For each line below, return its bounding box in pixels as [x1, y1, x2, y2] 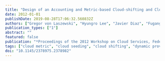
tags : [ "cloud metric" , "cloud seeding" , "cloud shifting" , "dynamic [5, 44, 151, 49]
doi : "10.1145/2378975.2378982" [5, 48, 71, 53]
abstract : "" [5, 30, 32, 35]
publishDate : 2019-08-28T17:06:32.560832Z [5, 16, 93, 21]
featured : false [5, 35, 38, 40]
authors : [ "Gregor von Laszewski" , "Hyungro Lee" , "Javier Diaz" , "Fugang [5, 21, 162, 26]
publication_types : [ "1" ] [5, 26, 58, 30]
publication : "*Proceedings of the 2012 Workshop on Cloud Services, [5, 39, 151, 44]
